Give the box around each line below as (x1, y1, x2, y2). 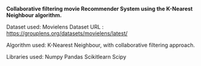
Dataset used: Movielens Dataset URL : (6, 24, 104, 30)
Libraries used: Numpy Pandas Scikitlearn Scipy (6, 53, 126, 60)
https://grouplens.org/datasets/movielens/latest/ (6, 30, 128, 37)
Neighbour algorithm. (6, 12, 62, 19)
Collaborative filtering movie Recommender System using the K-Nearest (6, 5, 193, 12)
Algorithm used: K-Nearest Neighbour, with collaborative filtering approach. (6, 42, 196, 48)
